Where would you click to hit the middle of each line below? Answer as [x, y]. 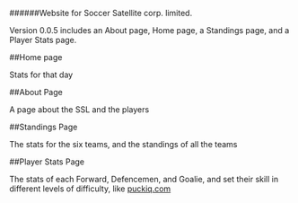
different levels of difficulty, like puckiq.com [90, 189]
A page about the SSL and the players [79, 110]
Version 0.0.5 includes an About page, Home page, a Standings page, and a [149, 30]
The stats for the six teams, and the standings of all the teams [123, 144]
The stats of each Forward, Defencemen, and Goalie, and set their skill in [144, 179]
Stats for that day [41, 75]
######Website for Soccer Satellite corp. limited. [101, 13]
